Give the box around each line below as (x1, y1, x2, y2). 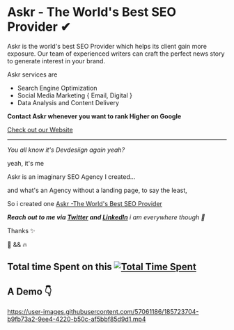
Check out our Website (7, 125, 73, 134)
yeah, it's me (7, 159, 44, 167)
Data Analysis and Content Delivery (17, 98, 120, 107)
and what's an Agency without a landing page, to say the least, (7, 186, 188, 194)
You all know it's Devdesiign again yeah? (7, 146, 125, 154)
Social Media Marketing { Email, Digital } (17, 91, 133, 100)
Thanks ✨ (7, 226, 36, 235)
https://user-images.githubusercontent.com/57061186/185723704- (7, 308, 199, 316)
